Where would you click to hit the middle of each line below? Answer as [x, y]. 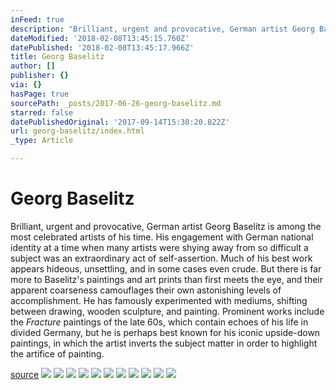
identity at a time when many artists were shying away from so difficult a [159, 247]
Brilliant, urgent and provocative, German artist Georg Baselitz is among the [166, 226]
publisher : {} [40, 76]
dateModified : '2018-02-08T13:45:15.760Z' [100, 38]
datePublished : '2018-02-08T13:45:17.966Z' [102, 47]
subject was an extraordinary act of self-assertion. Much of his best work [161, 258]
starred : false [42, 112]
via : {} [26, 85]
